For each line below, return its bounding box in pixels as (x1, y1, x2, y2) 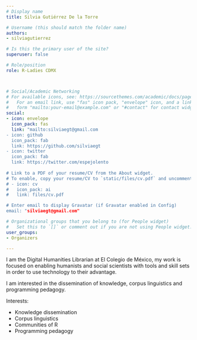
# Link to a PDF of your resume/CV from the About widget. (6, 170, 154, 176)
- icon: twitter (6, 148, 46, 154)
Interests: (6, 297, 29, 305)
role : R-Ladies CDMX (6, 67, 57, 73)
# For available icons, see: (6, 94, 77, 100)
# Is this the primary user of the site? (6, 46, 109, 52)
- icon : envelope (6, 115, 49, 122)
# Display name (6, 8, 43, 15)
